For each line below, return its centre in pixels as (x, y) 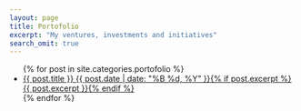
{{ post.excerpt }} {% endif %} (78, 88)
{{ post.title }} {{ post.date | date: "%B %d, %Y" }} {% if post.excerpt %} (157, 79)
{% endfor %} (49, 98)
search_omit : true (44, 43)
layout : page (34, 18)
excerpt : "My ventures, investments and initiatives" (114, 35)
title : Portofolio (44, 26)
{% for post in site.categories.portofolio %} (103, 69)
